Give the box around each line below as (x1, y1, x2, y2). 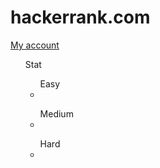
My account (10, 39, 60, 51)
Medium (39, 107, 74, 120)
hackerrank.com (10, 6, 151, 29)
